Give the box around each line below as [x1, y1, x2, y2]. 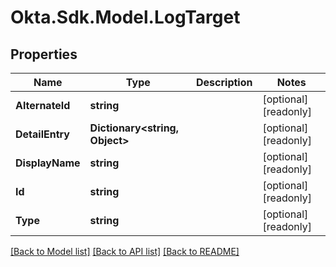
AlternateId [15, 99, 71, 112]
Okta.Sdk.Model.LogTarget [10, 6, 241, 29]
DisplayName [15, 156, 81, 170]
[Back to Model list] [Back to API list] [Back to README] [10, 246, 240, 257]
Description [196, 76, 253, 89]
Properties [10, 46, 78, 63]
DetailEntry [15, 127, 70, 141]
